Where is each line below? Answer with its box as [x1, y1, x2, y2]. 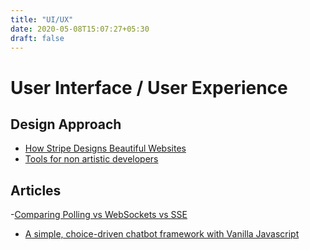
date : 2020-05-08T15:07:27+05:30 [10, 24, 150, 34]
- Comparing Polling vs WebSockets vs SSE [10, 209, 188, 221]
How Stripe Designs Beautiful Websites [24, 142, 187, 155]
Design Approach [10, 116, 122, 133]
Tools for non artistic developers [24, 153, 159, 165]
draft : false [10, 33, 65, 43]
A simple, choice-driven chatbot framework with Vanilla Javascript [24, 228, 300, 240]
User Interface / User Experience [10, 76, 288, 99]
